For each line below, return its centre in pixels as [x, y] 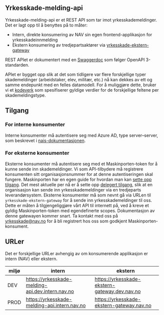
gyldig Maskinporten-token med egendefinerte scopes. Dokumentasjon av [80, 211]
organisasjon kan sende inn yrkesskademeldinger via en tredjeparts [73, 190]
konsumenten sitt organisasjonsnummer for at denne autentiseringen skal [79, 174]
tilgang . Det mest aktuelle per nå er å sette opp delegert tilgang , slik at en [79, 184]
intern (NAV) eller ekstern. [31, 259]
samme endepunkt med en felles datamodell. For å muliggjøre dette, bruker [81, 85]
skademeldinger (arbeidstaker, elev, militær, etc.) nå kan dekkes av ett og [79, 79]
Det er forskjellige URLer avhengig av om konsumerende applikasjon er [77, 253]
